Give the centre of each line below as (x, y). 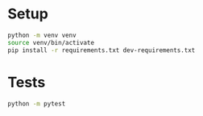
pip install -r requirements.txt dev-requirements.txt (101, 50)
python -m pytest (37, 104)
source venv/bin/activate (51, 42)
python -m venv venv (42, 35)
